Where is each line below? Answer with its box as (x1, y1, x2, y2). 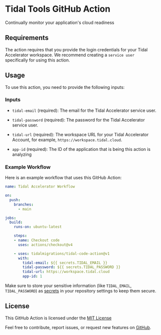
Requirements (5, 34, 49, 42)
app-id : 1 (22, 274, 42, 279)
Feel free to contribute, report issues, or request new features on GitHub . (5, 324, 152, 330)
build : (9, 220, 23, 225)
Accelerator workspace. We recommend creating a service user (5, 52, 135, 58)
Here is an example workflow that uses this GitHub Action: (5, 175, 122, 181)
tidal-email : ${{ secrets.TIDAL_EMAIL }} (22, 260, 108, 265)
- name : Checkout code (14, 238, 60, 243)
